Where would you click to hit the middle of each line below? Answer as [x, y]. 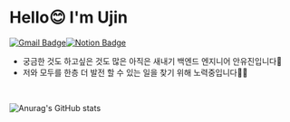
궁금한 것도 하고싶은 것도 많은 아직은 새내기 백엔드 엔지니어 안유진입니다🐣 [152, 61]
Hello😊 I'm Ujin [69, 18]
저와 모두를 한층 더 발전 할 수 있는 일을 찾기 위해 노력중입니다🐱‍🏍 [135, 72]
